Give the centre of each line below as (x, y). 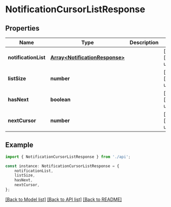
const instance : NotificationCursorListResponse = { (62, 166)
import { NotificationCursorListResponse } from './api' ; (68, 157)
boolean (60, 99)
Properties (22, 28)
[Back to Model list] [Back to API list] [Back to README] (64, 199)
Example (19, 145)
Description (144, 43)
